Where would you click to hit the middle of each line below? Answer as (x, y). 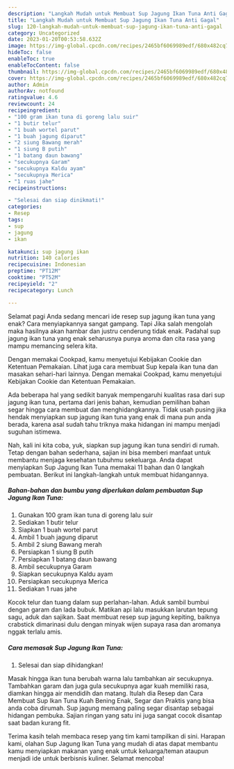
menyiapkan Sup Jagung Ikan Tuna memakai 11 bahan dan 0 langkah (106, 467)
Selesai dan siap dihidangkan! (60, 665)
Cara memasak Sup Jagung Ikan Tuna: (66, 648)
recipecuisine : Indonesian (47, 264)
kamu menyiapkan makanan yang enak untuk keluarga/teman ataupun (108, 751)
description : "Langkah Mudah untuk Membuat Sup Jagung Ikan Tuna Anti (112, 14)
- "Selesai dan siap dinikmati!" (56, 201)
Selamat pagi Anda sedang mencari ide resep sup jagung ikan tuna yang (112, 316)
